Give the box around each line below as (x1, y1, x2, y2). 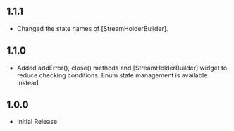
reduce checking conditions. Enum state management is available (16, 70, 208, 80)
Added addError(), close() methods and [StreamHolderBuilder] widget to (16, 63, 228, 72)
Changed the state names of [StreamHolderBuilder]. (16, 24, 168, 32)
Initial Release (16, 118, 58, 126)
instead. (16, 78, 41, 87)
